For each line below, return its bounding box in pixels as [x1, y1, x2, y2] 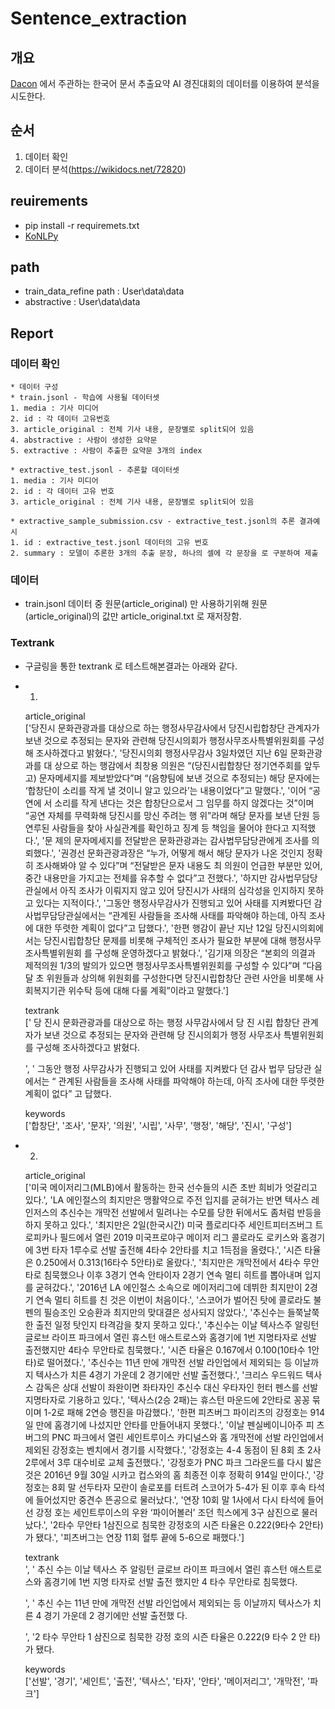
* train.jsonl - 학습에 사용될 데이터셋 [10, 393, 160, 403]
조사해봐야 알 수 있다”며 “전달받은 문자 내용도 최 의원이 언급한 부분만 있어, [35, 859, 323, 871]
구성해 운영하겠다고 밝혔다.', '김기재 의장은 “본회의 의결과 [94, 947, 316, 959]
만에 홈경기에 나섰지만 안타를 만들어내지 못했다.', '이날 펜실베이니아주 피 [35, 1418, 315, 1431]
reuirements [10, 193, 88, 210]
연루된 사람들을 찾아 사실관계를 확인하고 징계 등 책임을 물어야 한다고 [24, 822, 290, 834]
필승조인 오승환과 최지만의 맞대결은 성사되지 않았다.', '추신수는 [43, 1306, 286, 1318]
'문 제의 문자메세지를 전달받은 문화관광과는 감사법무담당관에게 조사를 [41, 834, 310, 846]
